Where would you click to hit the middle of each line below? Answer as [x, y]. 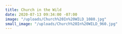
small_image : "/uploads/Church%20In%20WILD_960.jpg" [62, 24]
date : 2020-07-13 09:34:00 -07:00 [41, 14]
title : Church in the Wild [33, 10]
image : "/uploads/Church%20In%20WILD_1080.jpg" [56, 19]
